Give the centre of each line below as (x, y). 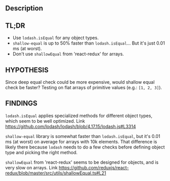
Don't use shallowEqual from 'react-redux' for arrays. (68, 54)
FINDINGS (21, 103)
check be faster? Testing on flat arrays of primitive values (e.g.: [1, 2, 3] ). (84, 88)
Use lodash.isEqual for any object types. (56, 38)
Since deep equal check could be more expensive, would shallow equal (80, 82)
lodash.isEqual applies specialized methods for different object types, (79, 116)
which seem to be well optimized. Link (45, 121)
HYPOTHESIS (27, 70)
